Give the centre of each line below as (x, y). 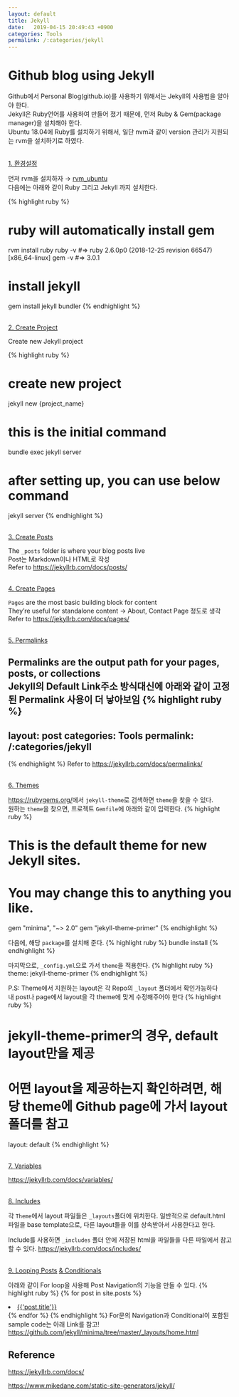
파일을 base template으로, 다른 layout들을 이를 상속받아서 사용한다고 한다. (112, 1225)
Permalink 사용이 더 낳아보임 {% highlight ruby (121, 700)
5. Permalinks (28, 640)
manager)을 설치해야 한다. (45, 123)
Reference (32, 1355)
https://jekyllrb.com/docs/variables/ (60, 1180)
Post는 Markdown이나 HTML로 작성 (59, 559)
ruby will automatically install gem (112, 230)
